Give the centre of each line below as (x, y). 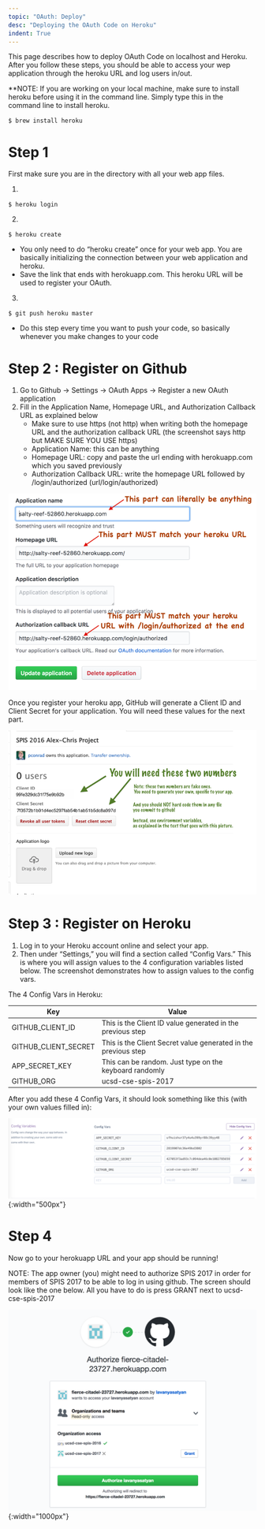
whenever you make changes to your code (89, 337)
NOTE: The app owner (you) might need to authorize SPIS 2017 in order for (129, 1273)
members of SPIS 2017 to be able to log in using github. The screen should (129, 1281)
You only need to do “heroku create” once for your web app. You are (131, 249)
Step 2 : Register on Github (98, 369)
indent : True (30, 33)
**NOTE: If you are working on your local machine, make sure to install (124, 89)
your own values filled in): (50, 1107)
